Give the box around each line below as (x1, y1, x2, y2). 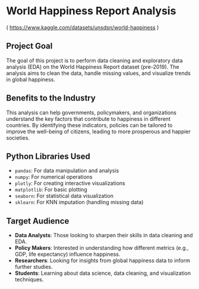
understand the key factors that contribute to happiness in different (6, 115, 170, 122)
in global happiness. (6, 76, 55, 83)
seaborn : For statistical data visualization (14, 192, 114, 200)
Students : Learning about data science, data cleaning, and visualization (14, 269, 191, 277)
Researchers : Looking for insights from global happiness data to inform (14, 257, 190, 264)
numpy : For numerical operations (14, 174, 93, 181)
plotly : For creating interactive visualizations (14, 180, 126, 187)
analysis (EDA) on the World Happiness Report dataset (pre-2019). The (6, 63, 179, 70)
